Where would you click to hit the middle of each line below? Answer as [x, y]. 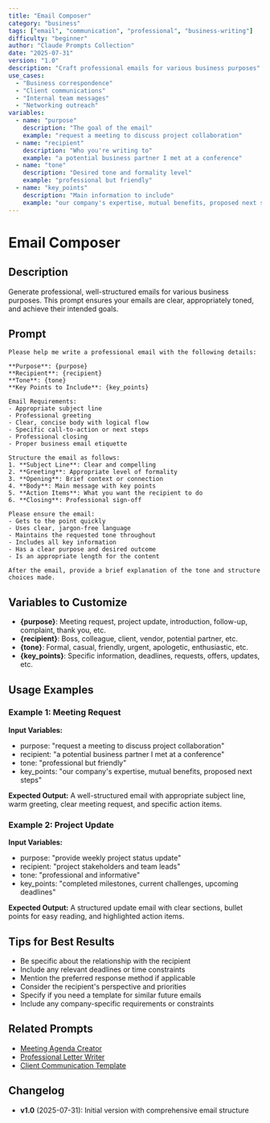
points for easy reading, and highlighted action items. [96, 916]
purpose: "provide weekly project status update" [100, 858]
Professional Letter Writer [62, 1057]
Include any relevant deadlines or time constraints [102, 969]
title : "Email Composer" [50, 16]
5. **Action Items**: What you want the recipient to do [106, 493]
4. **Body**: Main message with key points [82, 486]
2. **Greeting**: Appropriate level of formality [93, 472]
